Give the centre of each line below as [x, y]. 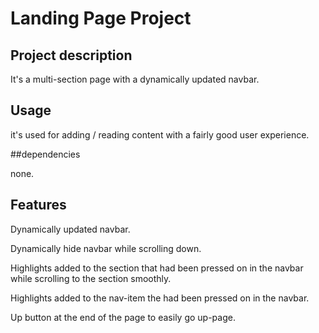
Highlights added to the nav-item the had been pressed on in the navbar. [160, 298]
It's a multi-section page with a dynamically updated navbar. [135, 79]
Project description [71, 55]
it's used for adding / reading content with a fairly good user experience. [160, 134]
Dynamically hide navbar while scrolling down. [106, 248]
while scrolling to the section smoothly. [91, 278]
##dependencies [45, 154]
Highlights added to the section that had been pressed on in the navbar [157, 268]
